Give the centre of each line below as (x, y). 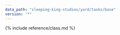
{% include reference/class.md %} (40, 28)
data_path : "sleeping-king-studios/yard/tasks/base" (60, 9)
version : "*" (19, 14)
